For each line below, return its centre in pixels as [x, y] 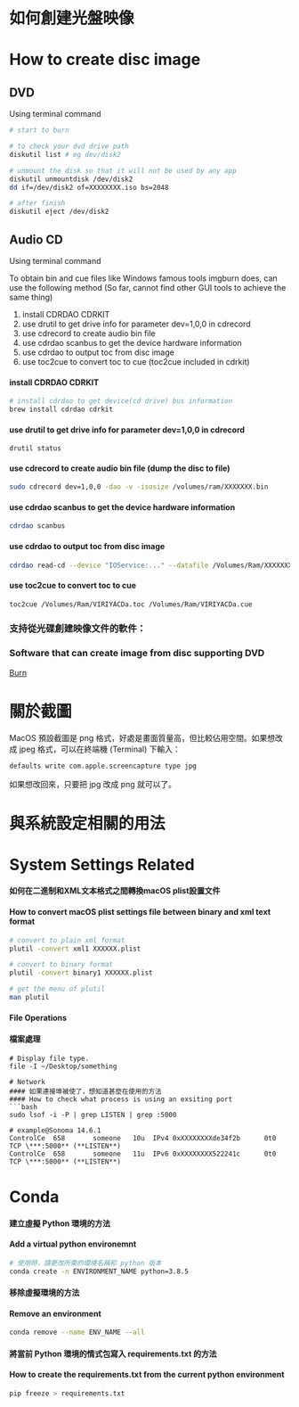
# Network [28, 1082]
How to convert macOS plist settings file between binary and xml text [140, 912]
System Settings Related [102, 864]
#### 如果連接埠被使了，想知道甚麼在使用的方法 [85, 1091]
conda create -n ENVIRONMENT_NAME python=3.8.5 [99, 1271]
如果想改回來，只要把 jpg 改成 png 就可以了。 [93, 784]
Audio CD [36, 239]
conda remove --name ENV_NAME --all [77, 1333]
